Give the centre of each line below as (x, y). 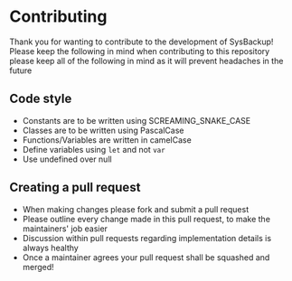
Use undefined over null (67, 159)
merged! (38, 267)
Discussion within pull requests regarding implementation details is (147, 238)
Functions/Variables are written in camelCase (107, 140)
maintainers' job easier (65, 229)
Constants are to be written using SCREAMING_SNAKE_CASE (137, 120)
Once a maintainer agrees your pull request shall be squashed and (146, 257)
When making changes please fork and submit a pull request (136, 209)
